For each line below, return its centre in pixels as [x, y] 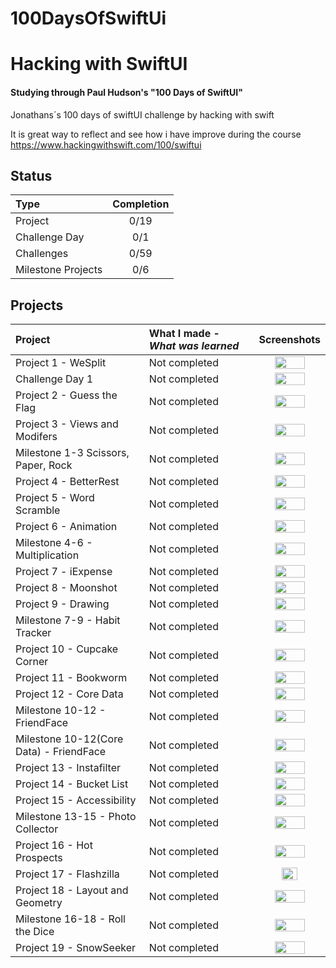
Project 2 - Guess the [66, 395]
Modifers [36, 437]
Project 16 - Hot [54, 845]
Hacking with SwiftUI [99, 64]
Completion [141, 204]
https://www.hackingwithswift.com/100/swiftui [106, 144]
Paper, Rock [44, 465]
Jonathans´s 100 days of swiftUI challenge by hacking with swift [142, 114]
